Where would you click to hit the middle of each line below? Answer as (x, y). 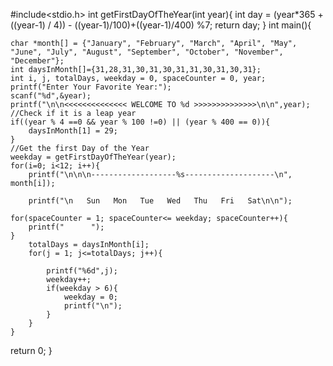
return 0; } (31, 350)
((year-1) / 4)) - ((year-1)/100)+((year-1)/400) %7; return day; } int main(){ (161, 25)
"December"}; (37, 61)
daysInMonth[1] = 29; (73, 131)
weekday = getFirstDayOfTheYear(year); (93, 157)
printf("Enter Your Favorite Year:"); (91, 87)
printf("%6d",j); (82, 271)
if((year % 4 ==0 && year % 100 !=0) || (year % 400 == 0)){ (140, 122)
